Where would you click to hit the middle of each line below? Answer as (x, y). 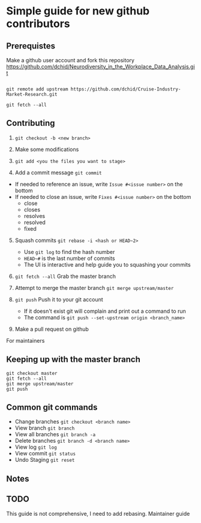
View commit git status (45, 454)
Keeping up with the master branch (73, 360)
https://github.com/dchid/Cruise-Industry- (126, 89)
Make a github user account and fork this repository (70, 60)
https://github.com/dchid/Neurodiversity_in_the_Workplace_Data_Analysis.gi (100, 66)
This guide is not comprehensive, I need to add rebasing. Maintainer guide (98, 513)
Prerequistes (31, 46)
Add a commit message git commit (58, 173)
